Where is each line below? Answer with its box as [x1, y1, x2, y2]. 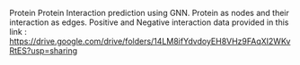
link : [9, 27, 27, 37]
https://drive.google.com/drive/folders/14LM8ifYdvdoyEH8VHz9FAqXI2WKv [9, 36, 291, 46]
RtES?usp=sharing [9, 45, 78, 56]
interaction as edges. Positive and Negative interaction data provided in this [9, 17, 289, 28]
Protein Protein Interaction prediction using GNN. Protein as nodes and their [9, 8, 289, 18]
